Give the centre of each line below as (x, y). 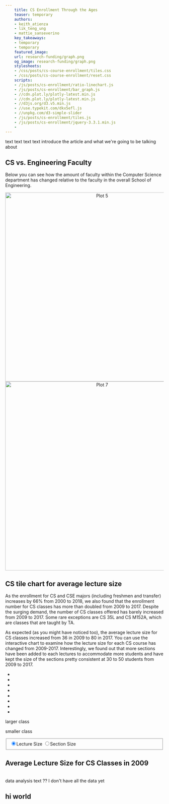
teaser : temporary (33, 15)
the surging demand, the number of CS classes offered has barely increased (84, 612)
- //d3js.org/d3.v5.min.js (43, 104)
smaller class (19, 731)
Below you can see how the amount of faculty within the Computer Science (83, 175)
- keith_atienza (31, 24)
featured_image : (31, 52)
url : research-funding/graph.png (49, 57)
